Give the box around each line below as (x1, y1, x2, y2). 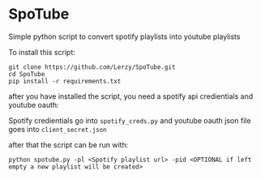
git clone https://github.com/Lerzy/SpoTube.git (8, 62, 176, 71)
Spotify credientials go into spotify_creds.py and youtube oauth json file (8, 115, 251, 126)
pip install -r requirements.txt (8, 77, 122, 85)
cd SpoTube (8, 70, 45, 78)
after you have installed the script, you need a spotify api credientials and (8, 91, 254, 101)
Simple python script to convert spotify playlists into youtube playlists (8, 32, 241, 41)
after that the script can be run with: (8, 139, 129, 150)
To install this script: (8, 47, 75, 57)
